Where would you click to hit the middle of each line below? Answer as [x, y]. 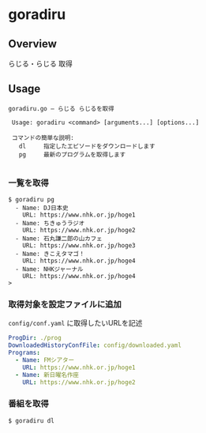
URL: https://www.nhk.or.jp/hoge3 [79, 246]
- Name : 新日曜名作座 [47, 375]
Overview [33, 44]
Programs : [24, 353]
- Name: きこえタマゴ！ [50, 254]
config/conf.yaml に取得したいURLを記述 [75, 323]
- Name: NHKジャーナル [49, 269]
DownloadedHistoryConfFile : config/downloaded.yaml [95, 345]
